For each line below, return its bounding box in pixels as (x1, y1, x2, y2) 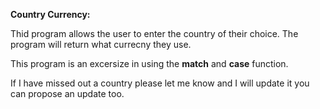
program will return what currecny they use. (10, 39, 192, 50)
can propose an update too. (10, 88, 125, 99)
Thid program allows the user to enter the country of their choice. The (10, 28, 299, 39)
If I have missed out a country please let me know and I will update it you (10, 77, 310, 89)
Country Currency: (10, 9, 91, 20)
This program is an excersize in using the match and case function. (10, 58, 289, 69)
